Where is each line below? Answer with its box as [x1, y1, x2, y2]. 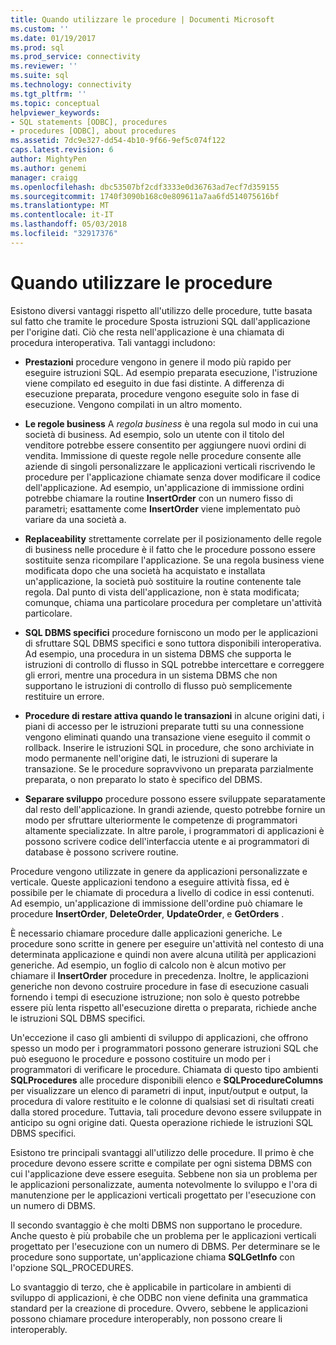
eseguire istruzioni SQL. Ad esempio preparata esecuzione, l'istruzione [24, 366, 318, 378]
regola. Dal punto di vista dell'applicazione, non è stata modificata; [24, 586, 300, 598]
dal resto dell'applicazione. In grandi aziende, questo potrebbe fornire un [24, 803, 326, 815]
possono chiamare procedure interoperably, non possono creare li [10, 1312, 283, 1325]
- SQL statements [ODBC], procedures [10, 117, 168, 127]
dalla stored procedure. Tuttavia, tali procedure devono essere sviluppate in [10, 1106, 322, 1118]
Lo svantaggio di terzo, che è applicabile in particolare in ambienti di [10, 1281, 292, 1293]
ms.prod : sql [10, 42, 65, 53]
